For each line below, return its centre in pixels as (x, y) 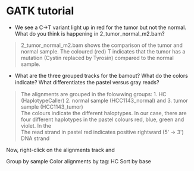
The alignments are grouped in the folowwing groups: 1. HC (93, 94)
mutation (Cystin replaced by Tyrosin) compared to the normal (97, 58)
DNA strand (35, 138)
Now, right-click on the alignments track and (60, 150)
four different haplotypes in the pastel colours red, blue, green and (102, 119)
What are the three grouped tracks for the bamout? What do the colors (101, 75)
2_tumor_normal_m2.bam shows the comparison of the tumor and (101, 45)
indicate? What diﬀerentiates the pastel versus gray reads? (87, 82)
